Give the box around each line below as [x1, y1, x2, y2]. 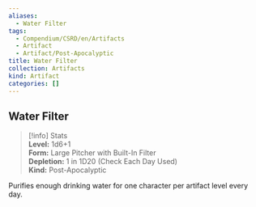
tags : [8, 27, 27, 35]
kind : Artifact [8, 72, 60, 80]
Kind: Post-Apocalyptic [28, 165, 107, 175]
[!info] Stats [28, 131, 68, 141]
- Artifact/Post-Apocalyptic [15, 49, 114, 57]
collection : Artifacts [8, 65, 85, 73]
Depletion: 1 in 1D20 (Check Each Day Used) [28, 157, 178, 167]
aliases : [8, 11, 38, 20]
